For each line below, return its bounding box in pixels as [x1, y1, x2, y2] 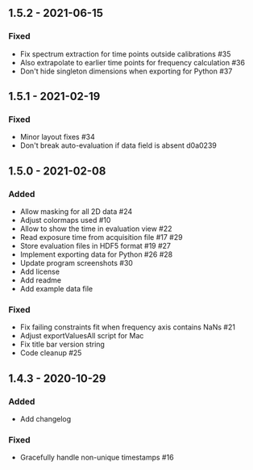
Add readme [19, 275, 62, 285]
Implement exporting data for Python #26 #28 [19, 250, 173, 259]
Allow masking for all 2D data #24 [19, 207, 133, 216]
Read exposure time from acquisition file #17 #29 [19, 233, 183, 242]
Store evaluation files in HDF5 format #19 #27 [19, 241, 172, 251]
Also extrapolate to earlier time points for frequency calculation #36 [19, 57, 246, 67]
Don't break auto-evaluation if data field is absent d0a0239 [19, 141, 218, 150]
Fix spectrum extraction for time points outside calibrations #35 [19, 48, 231, 59]
